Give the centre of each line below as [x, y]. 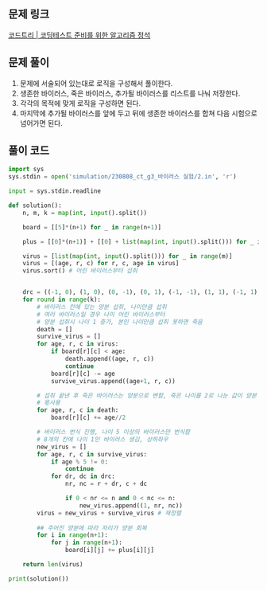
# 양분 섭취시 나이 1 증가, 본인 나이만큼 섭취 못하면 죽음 [120, 322]
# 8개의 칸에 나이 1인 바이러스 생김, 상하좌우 [103, 439]
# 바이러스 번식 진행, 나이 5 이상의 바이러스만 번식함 [114, 432]
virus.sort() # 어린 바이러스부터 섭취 [80, 271]
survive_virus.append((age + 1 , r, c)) [113, 381]
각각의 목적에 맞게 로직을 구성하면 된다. [80, 103]
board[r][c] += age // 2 [88, 418]
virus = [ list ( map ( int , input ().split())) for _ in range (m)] [128, 256]
